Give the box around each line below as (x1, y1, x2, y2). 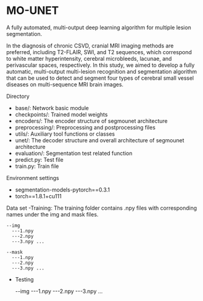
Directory (6, 92, 30, 100)
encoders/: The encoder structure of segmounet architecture (15, 117, 168, 125)
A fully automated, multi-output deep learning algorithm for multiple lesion (6, 24, 191, 31)
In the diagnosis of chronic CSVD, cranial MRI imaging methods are (6, 42, 174, 49)
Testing (15, 275, 35, 283)
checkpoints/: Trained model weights (15, 111, 108, 118)
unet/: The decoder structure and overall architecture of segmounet (15, 136, 185, 144)
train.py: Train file (15, 162, 59, 170)
